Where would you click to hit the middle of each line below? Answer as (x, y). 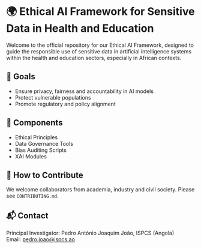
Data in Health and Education (80, 28)
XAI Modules (31, 156)
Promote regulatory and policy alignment (65, 104)
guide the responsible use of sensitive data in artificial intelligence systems (99, 51)
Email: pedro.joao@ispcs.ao (40, 239)
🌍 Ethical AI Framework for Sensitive (100, 12)
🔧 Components (34, 123)
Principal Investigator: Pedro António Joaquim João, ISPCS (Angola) (90, 233)
